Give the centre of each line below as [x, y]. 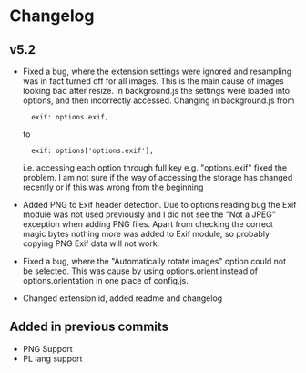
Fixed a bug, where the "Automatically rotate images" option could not [154, 261]
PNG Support [47, 348]
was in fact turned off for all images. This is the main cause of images [153, 81]
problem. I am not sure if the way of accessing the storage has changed [158, 177]
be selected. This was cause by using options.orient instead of [140, 271]
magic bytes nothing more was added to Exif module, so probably [146, 234]
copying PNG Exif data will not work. [91, 243]
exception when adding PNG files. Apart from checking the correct [148, 224]
